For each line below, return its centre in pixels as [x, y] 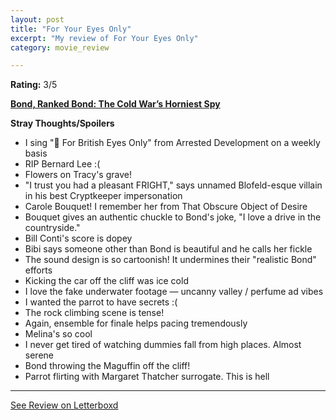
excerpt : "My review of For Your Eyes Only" [104, 38]
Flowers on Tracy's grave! [78, 175]
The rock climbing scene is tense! [94, 313]
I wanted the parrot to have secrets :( [101, 302]
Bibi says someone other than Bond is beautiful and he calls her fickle [168, 249]
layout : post [37, 19]
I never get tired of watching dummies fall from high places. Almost [163, 345]
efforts [38, 270]
